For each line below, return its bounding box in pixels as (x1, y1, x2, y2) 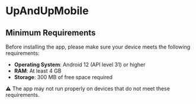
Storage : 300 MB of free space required (14, 74, 113, 80)
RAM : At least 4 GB (14, 67, 62, 74)
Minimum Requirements (5, 28, 96, 38)
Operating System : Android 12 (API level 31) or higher (14, 61, 146, 68)
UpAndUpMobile (5, 4, 89, 18)
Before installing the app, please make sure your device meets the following (5, 43, 191, 50)
